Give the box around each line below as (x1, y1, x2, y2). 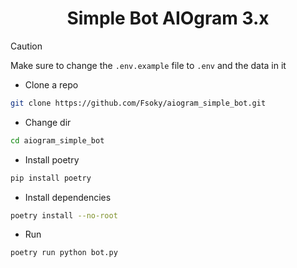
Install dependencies (24, 191, 112, 203)
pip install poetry (10, 173, 92, 183)
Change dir (24, 116, 72, 128)
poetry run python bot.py (10, 248, 118, 258)
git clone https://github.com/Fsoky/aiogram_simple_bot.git (10, 98, 267, 108)
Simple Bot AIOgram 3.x (66, 7, 270, 30)
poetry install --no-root (10, 210, 118, 221)
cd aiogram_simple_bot (10, 135, 105, 146)
